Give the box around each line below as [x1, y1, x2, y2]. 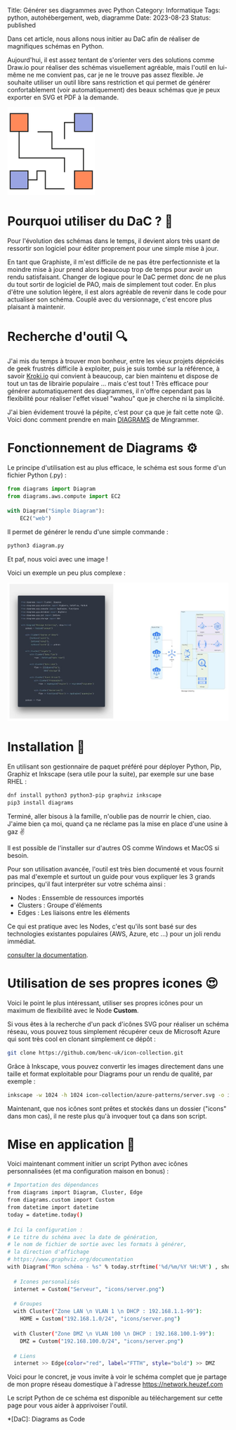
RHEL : [7, 778, 27, 786]
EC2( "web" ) [20, 515, 52, 522]
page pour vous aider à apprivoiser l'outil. [7, 1401, 128, 1410]
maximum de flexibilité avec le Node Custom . [7, 1006, 139, 1014]
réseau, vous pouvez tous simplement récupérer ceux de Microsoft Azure [7, 1027, 221, 1036]
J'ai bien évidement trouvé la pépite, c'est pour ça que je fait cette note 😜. [7, 408, 223, 416]
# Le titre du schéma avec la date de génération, [7, 1233, 159, 1241]
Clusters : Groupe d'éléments [17, 901, 103, 909]
